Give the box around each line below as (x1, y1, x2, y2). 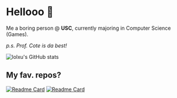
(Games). (6, 30, 29, 37)
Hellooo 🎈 (6, 5, 54, 19)
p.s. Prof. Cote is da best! (6, 42, 67, 49)
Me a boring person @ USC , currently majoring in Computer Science (6, 24, 171, 32)
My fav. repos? (6, 70, 61, 80)
